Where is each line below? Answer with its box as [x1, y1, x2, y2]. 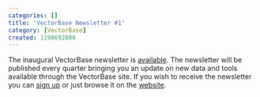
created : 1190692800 [8, 33, 77, 42]
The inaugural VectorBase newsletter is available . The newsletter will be [8, 55, 243, 65]
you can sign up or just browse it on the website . [8, 80, 167, 90]
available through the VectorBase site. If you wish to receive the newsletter [8, 72, 252, 81]
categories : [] [8, 11, 58, 20]
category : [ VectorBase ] [8, 26, 87, 34]
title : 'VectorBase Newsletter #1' [8, 19, 126, 27]
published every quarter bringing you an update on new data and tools [8, 64, 238, 73]
